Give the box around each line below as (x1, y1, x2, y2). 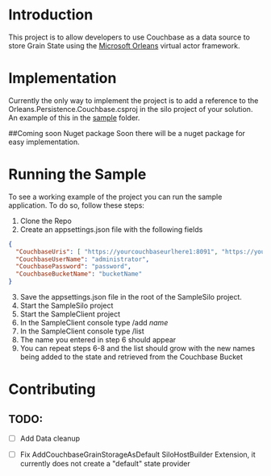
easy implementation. (8, 137, 81, 147)
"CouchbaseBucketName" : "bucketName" (15, 270, 143, 279)
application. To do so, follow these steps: (8, 200, 145, 210)
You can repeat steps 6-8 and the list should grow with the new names (19, 344, 256, 354)
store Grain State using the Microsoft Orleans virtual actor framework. (8, 40, 240, 50)
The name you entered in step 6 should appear (19, 335, 177, 345)
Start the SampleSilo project (19, 300, 114, 311)
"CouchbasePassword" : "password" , (15, 263, 131, 271)
